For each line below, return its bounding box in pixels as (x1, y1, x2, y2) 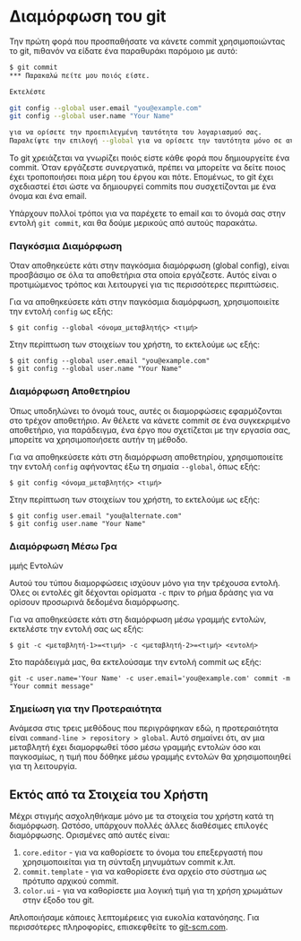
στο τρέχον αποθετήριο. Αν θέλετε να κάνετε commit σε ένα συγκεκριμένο (9, 415, 291, 426)
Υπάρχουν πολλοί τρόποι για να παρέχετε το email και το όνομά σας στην (9, 208, 287, 219)
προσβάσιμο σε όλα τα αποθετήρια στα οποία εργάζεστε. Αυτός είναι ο (9, 270, 278, 281)
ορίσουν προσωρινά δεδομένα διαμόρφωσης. (9, 596, 180, 607)
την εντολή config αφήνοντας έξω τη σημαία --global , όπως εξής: (9, 461, 261, 471)
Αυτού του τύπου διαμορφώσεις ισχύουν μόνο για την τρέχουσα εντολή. (9, 577, 280, 588)
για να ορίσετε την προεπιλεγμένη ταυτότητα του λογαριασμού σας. (9, 128, 262, 137)
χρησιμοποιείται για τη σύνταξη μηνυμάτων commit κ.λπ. (21, 857, 236, 868)
